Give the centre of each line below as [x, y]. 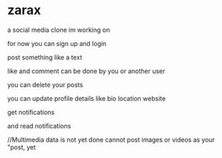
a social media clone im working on [59, 30]
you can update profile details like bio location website [87, 98]
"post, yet [22, 147]
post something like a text [45, 57]
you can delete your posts [45, 84]
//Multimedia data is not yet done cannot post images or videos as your [111, 140]
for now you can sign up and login [57, 43]
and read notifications [39, 125]
